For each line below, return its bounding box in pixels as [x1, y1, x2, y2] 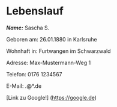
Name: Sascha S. [6, 24, 50, 31]
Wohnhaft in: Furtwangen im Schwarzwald [6, 47, 111, 55]
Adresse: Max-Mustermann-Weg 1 [6, 59, 91, 66]
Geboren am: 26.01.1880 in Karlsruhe [6, 35, 97, 43]
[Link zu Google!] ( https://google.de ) [6, 94, 97, 101]
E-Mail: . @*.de [6, 82, 42, 90]
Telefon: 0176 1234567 [6, 70, 62, 78]
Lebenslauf [6, 4, 64, 18]
